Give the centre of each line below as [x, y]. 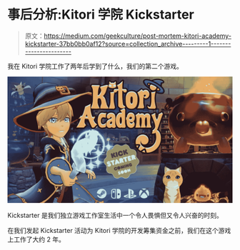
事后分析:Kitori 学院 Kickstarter [101, 15]
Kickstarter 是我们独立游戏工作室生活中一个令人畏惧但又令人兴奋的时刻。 [115, 216]
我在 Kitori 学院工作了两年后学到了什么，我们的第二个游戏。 [95, 66]
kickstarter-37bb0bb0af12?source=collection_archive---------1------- [128, 44]
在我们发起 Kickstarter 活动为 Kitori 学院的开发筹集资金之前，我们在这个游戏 [119, 231]
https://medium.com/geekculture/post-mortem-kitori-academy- [138, 36]
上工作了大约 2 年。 [36, 239]
